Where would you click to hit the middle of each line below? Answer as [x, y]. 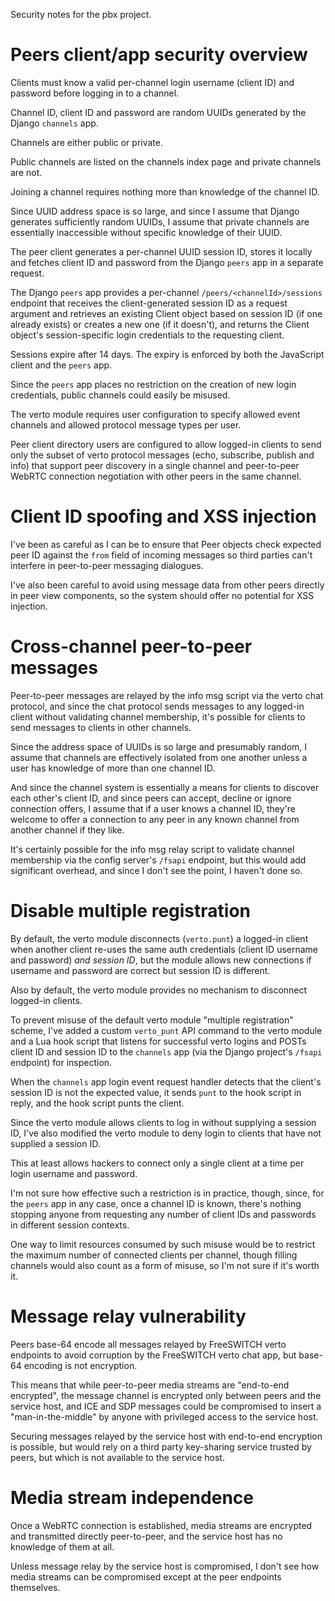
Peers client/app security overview [159, 55]
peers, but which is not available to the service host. [117, 1457]
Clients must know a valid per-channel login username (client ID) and [152, 82]
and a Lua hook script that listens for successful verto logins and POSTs [158, 1041]
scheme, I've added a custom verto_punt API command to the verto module [166, 1030]
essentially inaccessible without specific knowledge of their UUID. [146, 232]
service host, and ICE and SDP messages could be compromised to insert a [166, 1406]
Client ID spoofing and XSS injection [163, 516]
